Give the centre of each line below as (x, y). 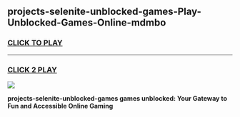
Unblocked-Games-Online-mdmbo (87, 23)
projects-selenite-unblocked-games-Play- (104, 12)
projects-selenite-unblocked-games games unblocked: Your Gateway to (117, 98)
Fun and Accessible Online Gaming (60, 106)
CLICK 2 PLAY (32, 69)
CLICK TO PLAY (35, 43)
